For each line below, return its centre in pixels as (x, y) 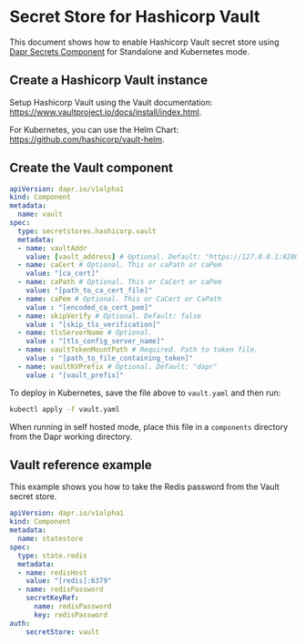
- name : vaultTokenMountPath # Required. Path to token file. (138, 350)
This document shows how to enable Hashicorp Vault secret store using (144, 42)
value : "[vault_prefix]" (75, 375)
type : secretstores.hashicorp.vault (87, 231)
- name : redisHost (53, 572)
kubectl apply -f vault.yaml (65, 409)
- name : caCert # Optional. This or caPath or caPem (120, 265)
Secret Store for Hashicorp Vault (135, 17)
